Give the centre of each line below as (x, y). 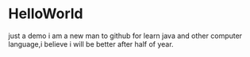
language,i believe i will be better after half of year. (91, 44)
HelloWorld (46, 14)
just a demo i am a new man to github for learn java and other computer (125, 36)
